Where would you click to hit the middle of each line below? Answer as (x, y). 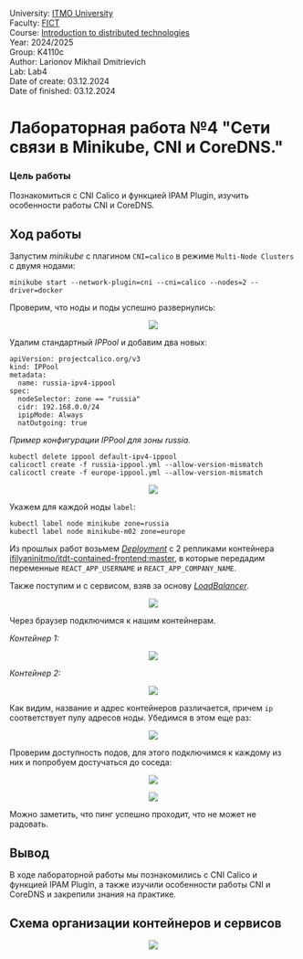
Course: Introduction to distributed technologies (99, 32)
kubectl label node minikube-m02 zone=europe (97, 532)
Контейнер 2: (35, 673)
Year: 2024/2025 (42, 42)
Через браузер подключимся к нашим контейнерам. (113, 621)
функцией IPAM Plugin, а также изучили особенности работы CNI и (140, 885)
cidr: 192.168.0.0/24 (59, 407)
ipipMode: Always (51, 415)
